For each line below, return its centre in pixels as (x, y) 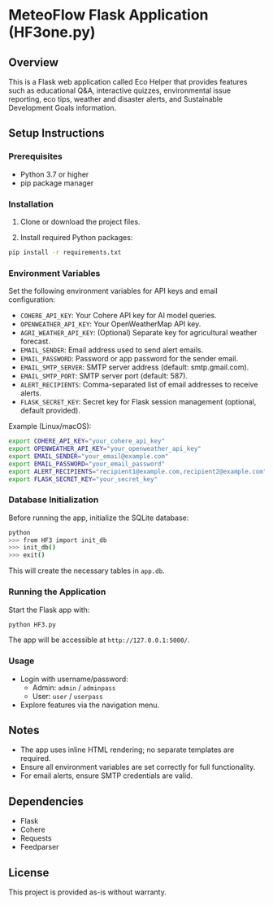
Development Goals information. (62, 108)
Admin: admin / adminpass (74, 687)
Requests (36, 838)
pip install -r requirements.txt (65, 252)
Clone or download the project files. (80, 221)
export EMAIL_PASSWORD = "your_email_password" (87, 464)
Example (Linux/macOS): (50, 426)
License (29, 872)
